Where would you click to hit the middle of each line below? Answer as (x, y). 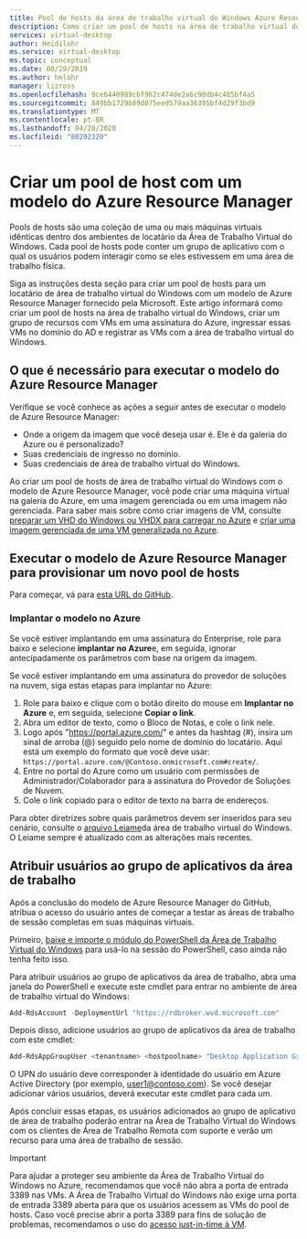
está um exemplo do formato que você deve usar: (116, 752)
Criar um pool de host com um (126, 182)
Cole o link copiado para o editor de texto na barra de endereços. (146, 800)
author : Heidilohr (44, 43)
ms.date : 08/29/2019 (49, 69)
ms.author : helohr (44, 78)
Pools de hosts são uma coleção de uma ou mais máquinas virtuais (136, 227)
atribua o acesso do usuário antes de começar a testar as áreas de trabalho (152, 912)
